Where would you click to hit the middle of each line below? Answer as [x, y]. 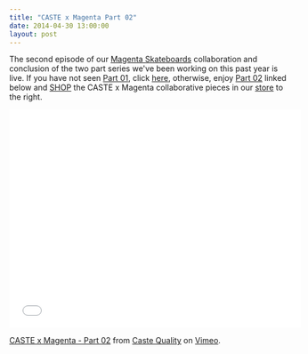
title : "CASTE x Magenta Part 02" [73, 17]
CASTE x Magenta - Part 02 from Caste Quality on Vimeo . [115, 341]
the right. [26, 97]
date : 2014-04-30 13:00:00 [59, 26]
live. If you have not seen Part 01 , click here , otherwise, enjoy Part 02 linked [148, 78]
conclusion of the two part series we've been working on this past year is [144, 68]
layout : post [33, 34]
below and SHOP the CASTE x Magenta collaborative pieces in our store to [146, 88]
